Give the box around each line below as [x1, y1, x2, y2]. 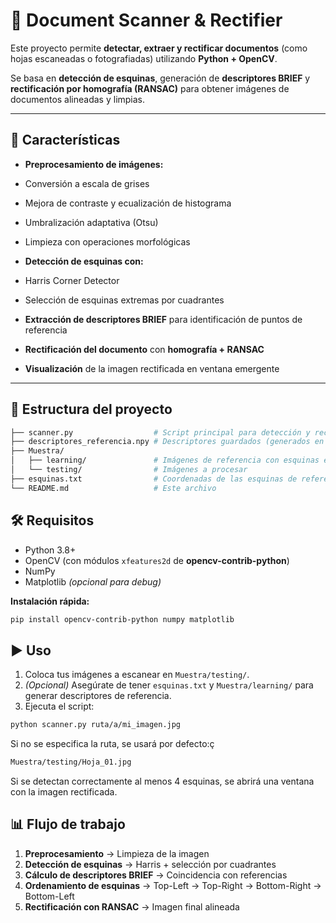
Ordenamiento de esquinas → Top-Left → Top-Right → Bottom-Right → [24, 879, 322, 891]
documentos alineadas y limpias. [10, 93, 146, 105]
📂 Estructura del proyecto [10, 401, 173, 418]
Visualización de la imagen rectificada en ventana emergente [24, 362, 280, 374]
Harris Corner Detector [24, 274, 120, 286]
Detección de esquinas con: [24, 255, 144, 267]
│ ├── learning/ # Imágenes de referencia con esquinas [10, 455, 320, 466]
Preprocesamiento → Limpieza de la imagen [24, 847, 210, 859]
